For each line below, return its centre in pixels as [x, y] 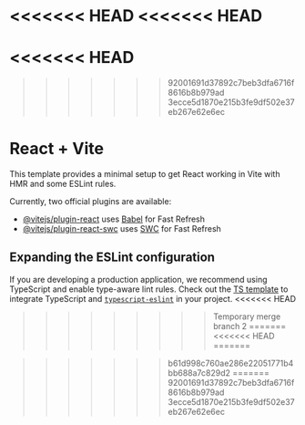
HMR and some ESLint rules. [63, 184]
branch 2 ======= [250, 326]
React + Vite [57, 149]
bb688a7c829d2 [199, 373]
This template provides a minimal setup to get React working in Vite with [145, 174]
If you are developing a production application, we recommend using [138, 279]
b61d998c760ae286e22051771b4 [231, 363]
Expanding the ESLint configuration [112, 258]
